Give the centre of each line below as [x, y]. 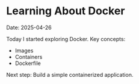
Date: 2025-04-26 [29, 27]
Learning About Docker [66, 11]
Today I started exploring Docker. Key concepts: [66, 39]
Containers [29, 57]
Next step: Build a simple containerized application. [70, 74]
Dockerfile [28, 63]
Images [24, 50]
